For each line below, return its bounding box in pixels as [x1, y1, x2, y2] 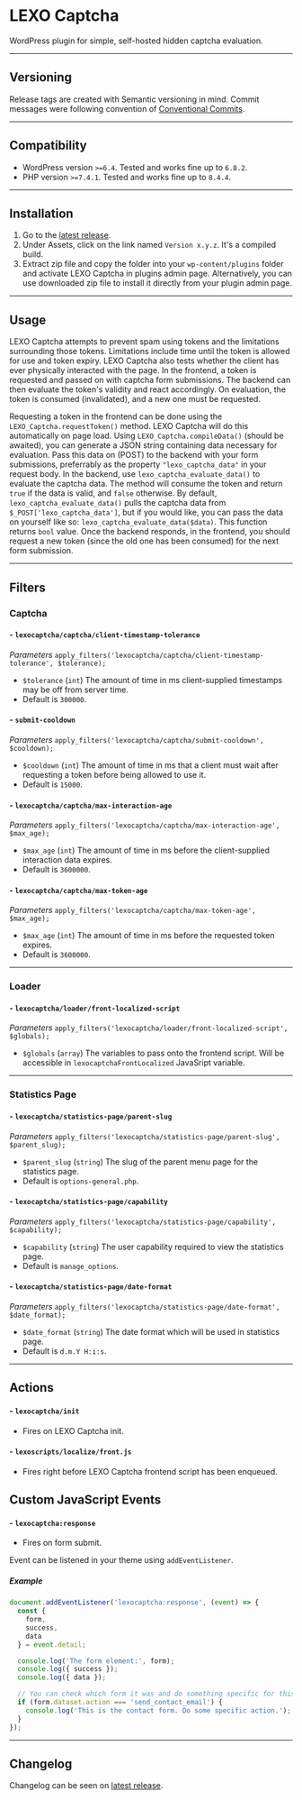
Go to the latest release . [22, 230, 111, 241]
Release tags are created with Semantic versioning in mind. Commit [9, 94, 260, 105]
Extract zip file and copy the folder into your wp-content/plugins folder [22, 259, 284, 270]
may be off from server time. [22, 684, 129, 695]
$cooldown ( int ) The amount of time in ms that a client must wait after [22, 759, 279, 771]
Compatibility [9, 138, 87, 153]
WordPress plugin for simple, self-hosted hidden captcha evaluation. [9, 35, 263, 46]
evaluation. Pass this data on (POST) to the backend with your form [9, 450, 259, 461]
